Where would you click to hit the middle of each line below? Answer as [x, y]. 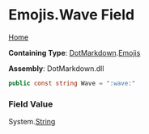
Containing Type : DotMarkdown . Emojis [74, 52]
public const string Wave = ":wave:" [72, 83]
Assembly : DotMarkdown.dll [56, 68]
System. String [32, 122]
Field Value [31, 104]
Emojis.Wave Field [72, 15]
